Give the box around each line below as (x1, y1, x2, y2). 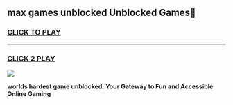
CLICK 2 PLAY (7, 53, 55, 63)
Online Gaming (7, 89, 51, 97)
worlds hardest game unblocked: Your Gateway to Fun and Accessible (7, 82, 214, 90)
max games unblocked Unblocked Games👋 (7, 7, 196, 19)
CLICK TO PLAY (7, 28, 61, 37)
